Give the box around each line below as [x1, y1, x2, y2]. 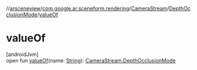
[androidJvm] [6, 51, 39, 58]
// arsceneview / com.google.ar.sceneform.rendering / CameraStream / [6, 5, 169, 12]
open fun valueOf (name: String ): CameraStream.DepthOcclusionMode [6, 57, 176, 64]
